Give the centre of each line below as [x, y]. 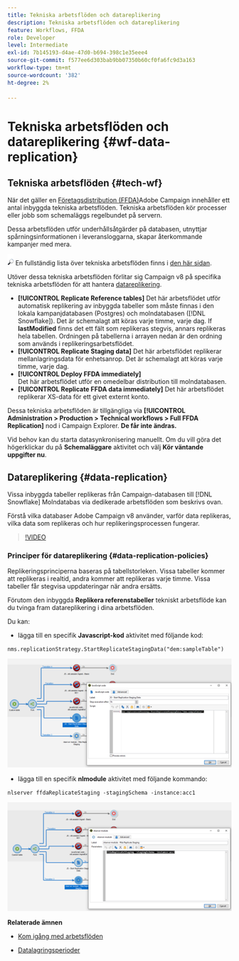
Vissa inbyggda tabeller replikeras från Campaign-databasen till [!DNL [110, 494]
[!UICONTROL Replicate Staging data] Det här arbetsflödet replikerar [119, 351]
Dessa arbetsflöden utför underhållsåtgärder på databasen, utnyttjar [107, 229]
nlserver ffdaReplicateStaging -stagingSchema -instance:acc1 [101, 793]
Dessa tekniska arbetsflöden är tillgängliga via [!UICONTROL [97, 411]
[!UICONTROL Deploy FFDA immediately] [79, 374]
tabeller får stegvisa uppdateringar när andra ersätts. [85, 586]
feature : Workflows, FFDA [46, 30]
